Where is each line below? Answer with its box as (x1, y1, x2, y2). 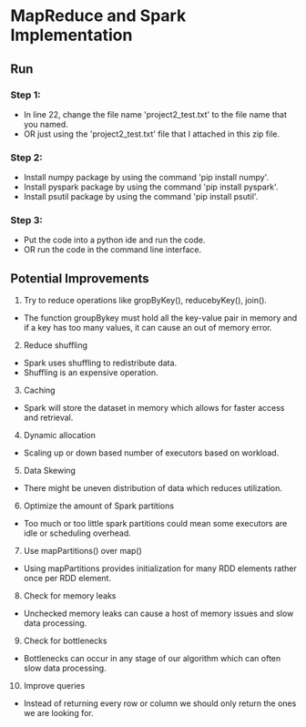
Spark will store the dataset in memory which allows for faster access (23, 403, 285, 414)
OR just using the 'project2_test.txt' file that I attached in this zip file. (23, 128, 280, 139)
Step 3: (10, 214, 44, 227)
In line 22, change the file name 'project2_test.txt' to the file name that (23, 108, 288, 119)
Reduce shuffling (23, 340, 88, 351)
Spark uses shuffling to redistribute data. (23, 357, 178, 369)
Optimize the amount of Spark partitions (23, 500, 175, 511)
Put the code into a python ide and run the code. (23, 234, 206, 246)
